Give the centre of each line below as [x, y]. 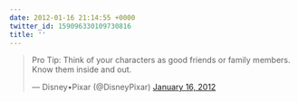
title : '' [28, 34]
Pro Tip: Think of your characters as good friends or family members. [161, 60]
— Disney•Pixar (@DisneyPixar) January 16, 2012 [124, 87]
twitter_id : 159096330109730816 [70, 26]
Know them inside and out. [82, 69]
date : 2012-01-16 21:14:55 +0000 [72, 18]
